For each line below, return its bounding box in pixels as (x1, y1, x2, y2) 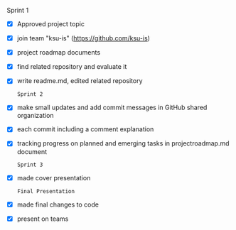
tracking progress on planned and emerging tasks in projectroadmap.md (16, 139, 230, 148)
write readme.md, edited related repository (16, 77, 143, 85)
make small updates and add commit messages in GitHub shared (16, 103, 208, 112)
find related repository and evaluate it (16, 62, 127, 71)
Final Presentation (16, 187, 75, 195)
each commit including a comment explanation (16, 125, 154, 133)
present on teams (16, 214, 69, 223)
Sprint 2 (16, 91, 43, 98)
